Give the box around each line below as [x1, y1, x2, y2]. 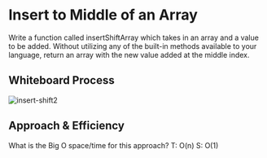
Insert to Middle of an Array [8, 6, 198, 24]
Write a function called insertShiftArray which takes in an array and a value [8, 33, 259, 42]
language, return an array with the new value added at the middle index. [8, 50, 250, 59]
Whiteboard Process [8, 73, 116, 87]
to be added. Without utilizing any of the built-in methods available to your [8, 41, 257, 50]
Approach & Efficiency [8, 119, 125, 133]
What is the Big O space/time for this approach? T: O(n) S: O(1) [8, 140, 219, 150]
